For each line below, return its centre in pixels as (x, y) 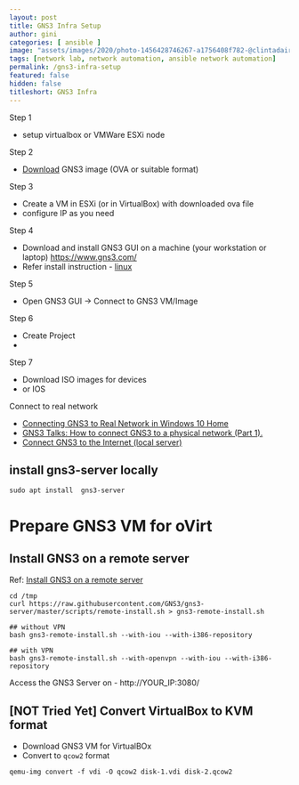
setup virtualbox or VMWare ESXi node (93, 134)
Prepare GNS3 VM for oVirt (111, 526)
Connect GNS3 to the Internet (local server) (102, 442)
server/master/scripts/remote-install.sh (87, 612)
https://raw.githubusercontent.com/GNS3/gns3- (117, 604)
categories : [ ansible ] (55, 42)
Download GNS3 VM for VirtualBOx (87, 746)
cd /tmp (24, 596)
